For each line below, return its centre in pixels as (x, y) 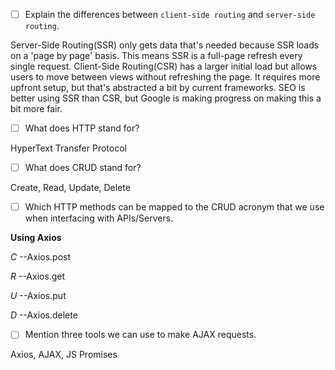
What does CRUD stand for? (83, 168)
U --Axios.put (38, 296)
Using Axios (36, 238)
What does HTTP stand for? (82, 128)
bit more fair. (36, 109)
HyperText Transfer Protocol (68, 148)
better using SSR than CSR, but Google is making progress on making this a (166, 98)
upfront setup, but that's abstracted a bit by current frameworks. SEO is (158, 88)
